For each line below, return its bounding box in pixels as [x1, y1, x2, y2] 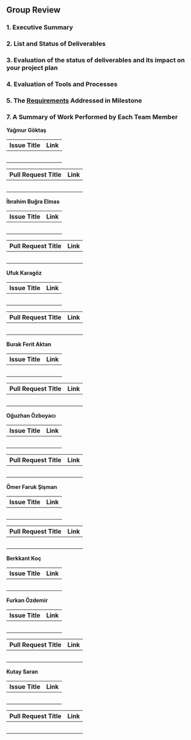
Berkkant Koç [6, 555, 41, 562]
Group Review [6, 5, 61, 15]
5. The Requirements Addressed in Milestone [6, 96, 142, 104]
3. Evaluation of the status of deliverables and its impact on [6, 56, 186, 65]
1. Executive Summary [6, 23, 74, 32]
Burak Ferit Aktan [6, 341, 52, 348]
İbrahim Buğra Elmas [6, 198, 60, 205]
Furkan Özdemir [6, 597, 48, 604]
